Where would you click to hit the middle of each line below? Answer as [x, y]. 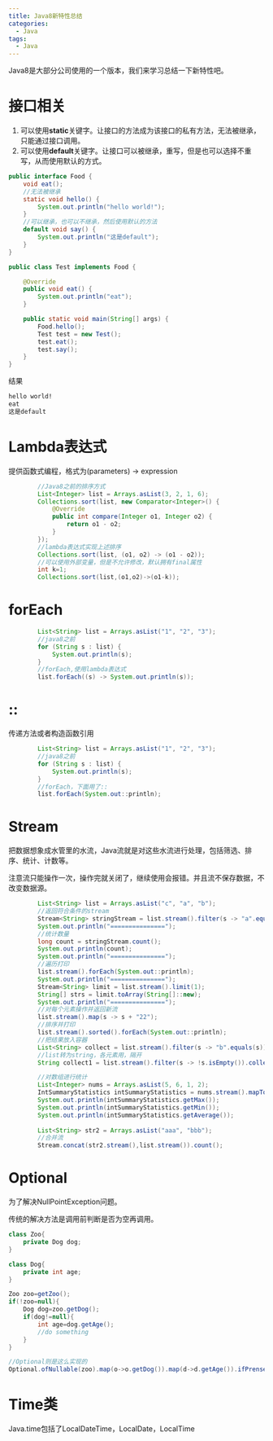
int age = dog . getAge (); [76, 1325]
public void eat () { [58, 289]
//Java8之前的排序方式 [71, 486]
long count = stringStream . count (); [100, 942]
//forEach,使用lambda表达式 [82, 670]
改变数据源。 [30, 888]
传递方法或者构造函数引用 [51, 733]
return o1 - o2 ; [94, 525]
